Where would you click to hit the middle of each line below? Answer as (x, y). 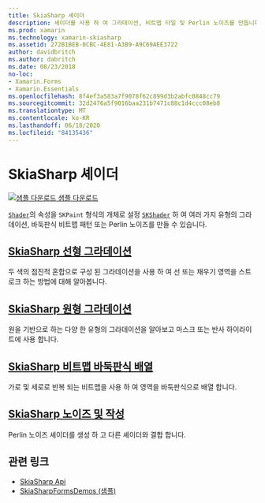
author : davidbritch (42, 52)
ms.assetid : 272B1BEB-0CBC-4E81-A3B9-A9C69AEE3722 (93, 45)
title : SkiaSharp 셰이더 (47, 15)
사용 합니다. (41, 339)
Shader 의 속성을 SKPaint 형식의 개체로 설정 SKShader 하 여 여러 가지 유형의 (123, 214)
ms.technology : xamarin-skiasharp (65, 37)
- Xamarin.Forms (35, 81)
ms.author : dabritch (42, 60)
